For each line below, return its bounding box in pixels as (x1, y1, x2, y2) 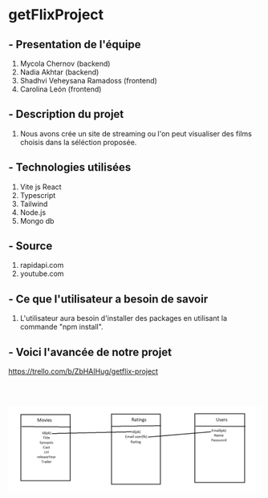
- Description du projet (8, 107, 124, 121)
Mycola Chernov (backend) (19, 59, 111, 68)
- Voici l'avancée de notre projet (8, 345, 173, 358)
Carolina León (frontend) (19, 84, 102, 94)
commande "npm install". (19, 322, 104, 332)
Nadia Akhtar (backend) (19, 67, 99, 77)
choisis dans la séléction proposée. (19, 137, 137, 147)
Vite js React (19, 182, 62, 192)
